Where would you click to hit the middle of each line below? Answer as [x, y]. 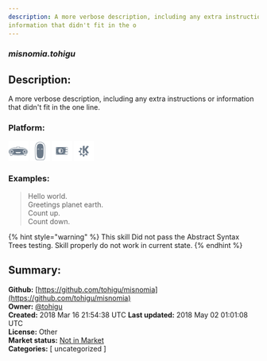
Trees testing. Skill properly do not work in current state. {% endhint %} [126, 245]
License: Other [33, 332]
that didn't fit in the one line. [54, 107]
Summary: [35, 270]
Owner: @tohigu [35, 306]
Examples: [29, 179]
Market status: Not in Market [56, 340]
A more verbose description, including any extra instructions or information [131, 99]
